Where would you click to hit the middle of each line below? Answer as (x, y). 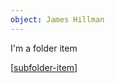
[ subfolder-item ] (44, 67)
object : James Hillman (57, 19)
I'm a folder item (44, 48)
